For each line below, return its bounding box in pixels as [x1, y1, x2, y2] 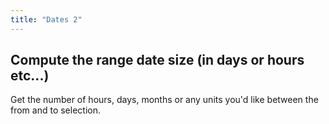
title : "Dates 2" [10, 14, 83, 25]
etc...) [10, 67, 50, 85]
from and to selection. [10, 104, 102, 116]
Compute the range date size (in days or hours [10, 52, 305, 69]
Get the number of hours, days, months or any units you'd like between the [10, 94, 319, 106]
